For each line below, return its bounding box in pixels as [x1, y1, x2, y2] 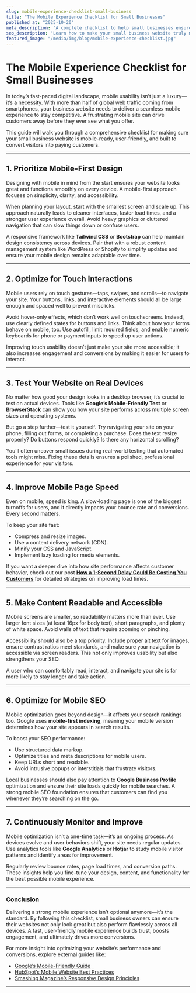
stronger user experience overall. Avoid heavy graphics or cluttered [6, 215, 169, 222]
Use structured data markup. [14, 746, 84, 753]
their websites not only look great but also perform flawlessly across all [6, 920, 178, 928]
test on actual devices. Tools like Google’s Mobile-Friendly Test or [6, 400, 167, 407]
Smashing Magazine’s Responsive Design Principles [14, 974, 140, 981]
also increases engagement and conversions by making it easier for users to [6, 349, 190, 357]
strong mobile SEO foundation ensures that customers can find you [6, 788, 168, 795]
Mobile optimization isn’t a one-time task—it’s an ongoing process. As [6, 833, 174, 840]
